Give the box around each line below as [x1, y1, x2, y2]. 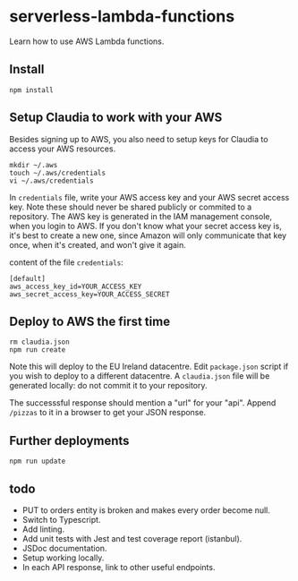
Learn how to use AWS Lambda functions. [9, 36, 165, 47]
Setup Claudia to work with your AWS [9, 110, 223, 125]
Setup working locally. [21, 552, 105, 563]
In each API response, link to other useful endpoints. [21, 562, 216, 572]
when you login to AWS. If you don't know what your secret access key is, [9, 220, 282, 231]
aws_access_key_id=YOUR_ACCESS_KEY [9, 282, 142, 291]
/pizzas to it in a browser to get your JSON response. [9, 407, 207, 418]
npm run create [9, 346, 66, 355]
